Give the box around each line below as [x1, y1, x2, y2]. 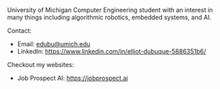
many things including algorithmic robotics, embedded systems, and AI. [7, 13, 212, 21]
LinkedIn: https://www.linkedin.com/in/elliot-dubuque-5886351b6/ [17, 48, 206, 55]
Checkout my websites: [7, 61, 74, 68]
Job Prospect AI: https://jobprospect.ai [17, 74, 128, 82]
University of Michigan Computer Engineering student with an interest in [7, 6, 213, 14]
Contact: [7, 27, 33, 34]
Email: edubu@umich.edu [17, 40, 91, 48]
